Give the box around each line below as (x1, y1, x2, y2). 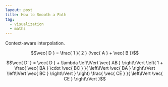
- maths (10, 26, 26, 31)
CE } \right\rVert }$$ (64, 76, 106, 82)
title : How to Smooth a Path (5, 12, 67, 17)
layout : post (5, 7, 33, 13)
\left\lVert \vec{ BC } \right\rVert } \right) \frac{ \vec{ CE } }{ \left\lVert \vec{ (7, 70, 163, 76)
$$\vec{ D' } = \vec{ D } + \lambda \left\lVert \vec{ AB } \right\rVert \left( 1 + (6, 60, 163, 66)
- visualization (10, 21, 44, 27)
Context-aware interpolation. (5, 40, 65, 46)
